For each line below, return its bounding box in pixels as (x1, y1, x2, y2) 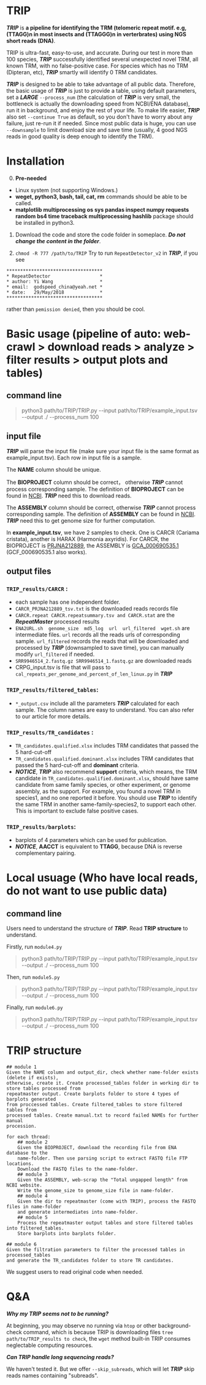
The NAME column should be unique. (6, 466, 101, 473)
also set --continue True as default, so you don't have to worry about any (6, 113, 193, 120)
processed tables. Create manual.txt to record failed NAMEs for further (6, 1112, 199, 1118)
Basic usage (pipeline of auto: (6, 327, 161, 341)
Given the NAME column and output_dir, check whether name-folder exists (6, 1069, 199, 1075)
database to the (6, 1150, 48, 1157)
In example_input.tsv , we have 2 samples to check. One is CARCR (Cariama (6, 529, 199, 536)
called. (15, 199, 32, 206)
